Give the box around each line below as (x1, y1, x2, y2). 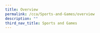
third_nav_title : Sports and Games (5, 20, 78, 26)
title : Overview (5, 7, 38, 12)
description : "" (5, 16, 38, 21)
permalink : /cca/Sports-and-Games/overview (5, 12, 95, 16)
